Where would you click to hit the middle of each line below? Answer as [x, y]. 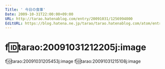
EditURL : [14, 23]
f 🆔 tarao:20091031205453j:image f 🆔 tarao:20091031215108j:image [73, 61]
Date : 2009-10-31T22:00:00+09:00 [39, 14]
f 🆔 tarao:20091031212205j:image [76, 47]
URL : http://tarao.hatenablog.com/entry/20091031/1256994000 [69, 19]
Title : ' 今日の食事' [25, 10]
